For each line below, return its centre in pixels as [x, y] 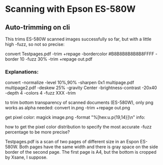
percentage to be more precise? [38, 132]
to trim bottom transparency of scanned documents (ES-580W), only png [79, 102]
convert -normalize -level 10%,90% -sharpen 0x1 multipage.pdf [69, 83]
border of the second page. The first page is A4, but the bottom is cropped [81, 152]
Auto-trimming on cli [38, 27]
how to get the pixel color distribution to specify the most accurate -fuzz [79, 127]
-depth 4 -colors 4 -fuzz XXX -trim [41, 93]
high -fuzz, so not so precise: [35, 44]
